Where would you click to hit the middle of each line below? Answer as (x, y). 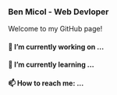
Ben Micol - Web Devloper (58, 12)
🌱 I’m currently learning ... (51, 64)
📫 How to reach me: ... (46, 83)
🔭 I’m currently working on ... (56, 46)
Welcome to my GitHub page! (55, 29)
